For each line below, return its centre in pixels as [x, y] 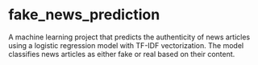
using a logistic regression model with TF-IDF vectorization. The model [126, 45]
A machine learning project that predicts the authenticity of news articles [129, 37]
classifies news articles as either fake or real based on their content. [122, 54]
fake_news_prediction [84, 15]
